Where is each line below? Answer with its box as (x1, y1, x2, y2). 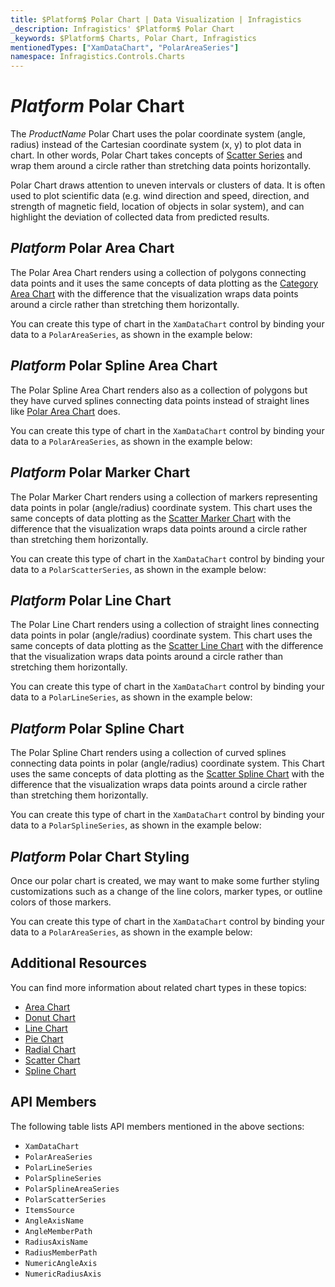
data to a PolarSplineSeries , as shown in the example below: (10, 819, 262, 831)
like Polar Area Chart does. (10, 405, 121, 417)
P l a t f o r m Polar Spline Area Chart (10, 357, 218, 375)
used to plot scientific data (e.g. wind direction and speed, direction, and (10, 190, 310, 202)
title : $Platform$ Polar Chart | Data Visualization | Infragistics (10, 14, 302, 25)
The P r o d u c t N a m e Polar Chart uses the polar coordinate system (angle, (10, 128, 306, 140)
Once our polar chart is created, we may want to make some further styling (10, 874, 320, 886)
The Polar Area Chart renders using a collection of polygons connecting (10, 266, 307, 278)
